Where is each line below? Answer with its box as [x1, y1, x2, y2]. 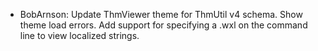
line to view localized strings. [19, 30, 140, 41]
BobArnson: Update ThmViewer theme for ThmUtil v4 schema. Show [19, 9, 303, 20]
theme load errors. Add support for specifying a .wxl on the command [19, 19, 308, 31]
